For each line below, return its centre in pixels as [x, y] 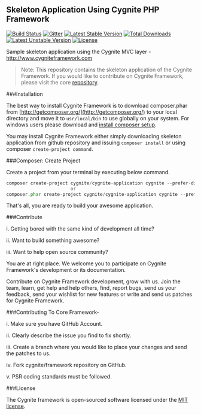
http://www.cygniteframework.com [49, 58]
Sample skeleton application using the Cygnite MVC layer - [79, 52]
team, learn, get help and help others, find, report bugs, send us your [91, 288]
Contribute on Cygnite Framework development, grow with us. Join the [94, 281]
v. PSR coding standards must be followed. [59, 377]
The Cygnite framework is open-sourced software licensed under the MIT [97, 400]
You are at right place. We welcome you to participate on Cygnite [86, 263]
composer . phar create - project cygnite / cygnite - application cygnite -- [96, 194]
